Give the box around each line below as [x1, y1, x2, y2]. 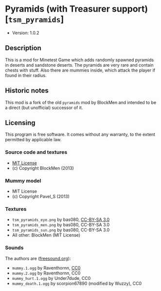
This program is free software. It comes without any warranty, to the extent [5, 131, 156, 137]
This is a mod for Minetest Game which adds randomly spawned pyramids [5, 57, 154, 63]
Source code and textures [5, 149, 68, 156]
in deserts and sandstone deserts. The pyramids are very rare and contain [5, 62, 154, 68]
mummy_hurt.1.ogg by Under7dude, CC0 [12, 275, 91, 281]
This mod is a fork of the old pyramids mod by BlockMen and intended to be [5, 99, 157, 105]
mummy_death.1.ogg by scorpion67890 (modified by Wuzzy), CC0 [12, 280, 142, 286]
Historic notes [5, 87, 49, 95]
